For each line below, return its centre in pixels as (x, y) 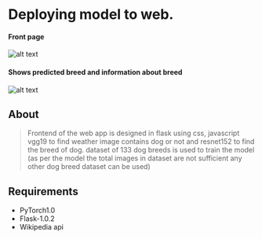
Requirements (43, 191)
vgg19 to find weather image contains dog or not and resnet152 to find (141, 142)
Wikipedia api (42, 227)
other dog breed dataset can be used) (89, 167)
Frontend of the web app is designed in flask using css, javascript (133, 133)
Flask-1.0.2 (37, 219)
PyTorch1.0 (37, 211)
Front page (26, 36)
